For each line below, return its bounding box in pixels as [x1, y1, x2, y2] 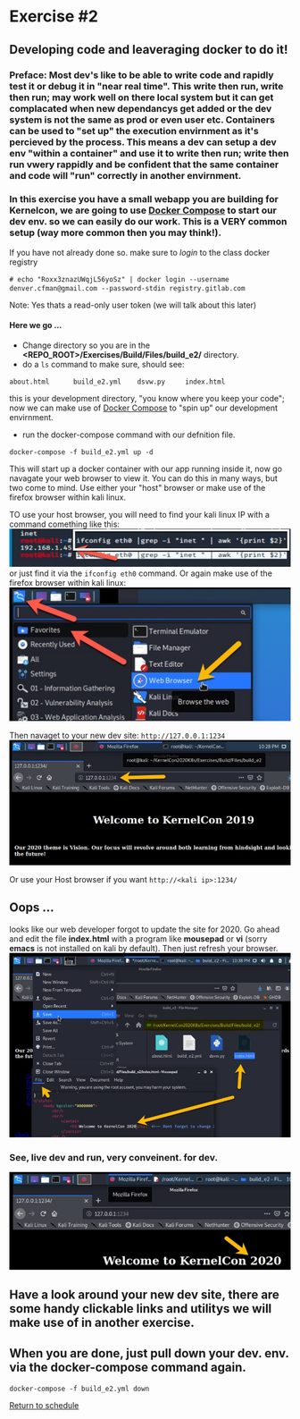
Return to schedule [9, 1399, 79, 1410]
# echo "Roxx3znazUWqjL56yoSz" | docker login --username [9, 275, 229, 283]
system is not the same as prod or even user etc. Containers [9, 114, 275, 126]
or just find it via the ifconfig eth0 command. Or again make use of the [9, 568, 272, 579]
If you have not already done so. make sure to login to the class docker [9, 247, 271, 258]
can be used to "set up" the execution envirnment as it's [9, 124, 259, 137]
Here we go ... [9, 320, 62, 331]
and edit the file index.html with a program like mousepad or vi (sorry [9, 933, 268, 944]
